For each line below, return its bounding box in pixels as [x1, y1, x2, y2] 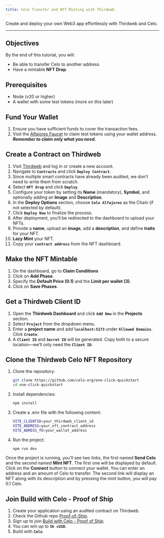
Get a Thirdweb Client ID [5, 297, 81, 306]
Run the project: [12, 437, 45, 443]
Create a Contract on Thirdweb [5, 150, 101, 159]
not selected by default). [12, 204, 62, 210]
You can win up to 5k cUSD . [12, 523, 67, 529]
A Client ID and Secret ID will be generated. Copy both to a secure [12, 336, 149, 342]
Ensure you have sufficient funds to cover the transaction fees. [12, 126, 139, 132]
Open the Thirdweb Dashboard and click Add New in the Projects [12, 310, 143, 316]
